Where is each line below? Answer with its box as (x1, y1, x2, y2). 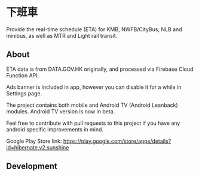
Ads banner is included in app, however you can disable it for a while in (6, 83, 182, 91)
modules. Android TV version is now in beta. (6, 107, 115, 115)
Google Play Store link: (6, 137, 62, 145)
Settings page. (6, 89, 42, 97)
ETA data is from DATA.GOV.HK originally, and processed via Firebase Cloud (6, 65, 194, 73)
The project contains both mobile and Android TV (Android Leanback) (6, 101, 178, 109)
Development (6, 161, 58, 172)
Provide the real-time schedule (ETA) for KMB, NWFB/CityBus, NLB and (6, 25, 182, 33)
